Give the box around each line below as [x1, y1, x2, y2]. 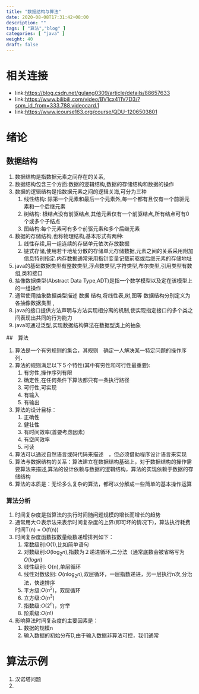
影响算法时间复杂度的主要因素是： [14, 617, 99, 624]
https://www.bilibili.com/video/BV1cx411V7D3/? [24, 96, 141, 103]
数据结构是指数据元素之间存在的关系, [14, 173, 105, 180]
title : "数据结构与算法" [6, 8, 61, 15]
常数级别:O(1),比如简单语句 [23, 541, 89, 548]
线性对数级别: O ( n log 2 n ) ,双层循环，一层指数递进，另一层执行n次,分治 [23, 571, 192, 579]
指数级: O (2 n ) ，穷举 [23, 601, 71, 609]
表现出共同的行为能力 [20, 314, 72, 321]
